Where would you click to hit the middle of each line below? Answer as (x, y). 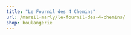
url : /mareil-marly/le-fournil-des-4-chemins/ (66, 17)
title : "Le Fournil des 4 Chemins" (51, 12)
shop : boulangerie (29, 23)
